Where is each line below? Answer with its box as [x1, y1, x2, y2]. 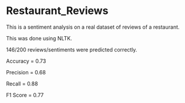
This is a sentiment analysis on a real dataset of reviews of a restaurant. [6, 23, 180, 30]
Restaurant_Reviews [6, 4, 109, 18]
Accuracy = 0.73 [6, 57, 46, 64]
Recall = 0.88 [6, 80, 38, 87]
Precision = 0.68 [6, 68, 46, 75]
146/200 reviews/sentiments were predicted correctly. [6, 46, 137, 53]
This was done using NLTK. [6, 35, 72, 42]
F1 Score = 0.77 [6, 91, 44, 98]
